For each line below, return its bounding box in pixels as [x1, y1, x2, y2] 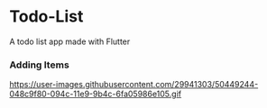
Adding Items [9, 58, 69, 71]
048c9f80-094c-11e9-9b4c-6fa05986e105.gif [9, 88, 182, 100]
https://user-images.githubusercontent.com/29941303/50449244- [9, 79, 259, 90]
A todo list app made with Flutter [9, 36, 131, 47]
